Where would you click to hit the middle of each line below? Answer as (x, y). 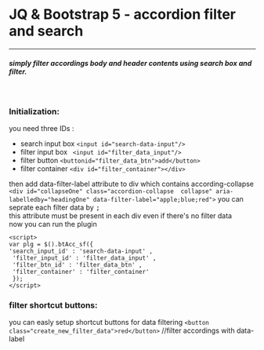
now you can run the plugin (53, 224)
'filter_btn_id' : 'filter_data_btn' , (78, 265)
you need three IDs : (42, 129)
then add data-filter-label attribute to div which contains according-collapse (131, 184)
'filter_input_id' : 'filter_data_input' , (84, 258)
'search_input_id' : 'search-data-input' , (81, 252)
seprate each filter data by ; (54, 208)
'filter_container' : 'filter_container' (81, 272)
